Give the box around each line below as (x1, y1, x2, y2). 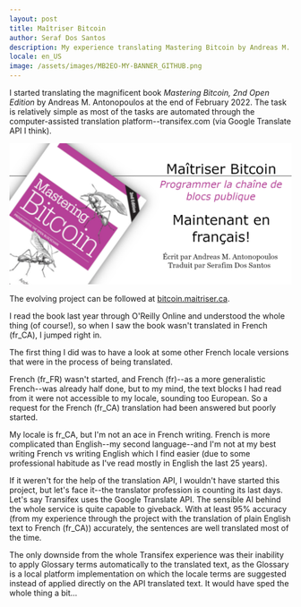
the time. (9, 533, 42, 543)
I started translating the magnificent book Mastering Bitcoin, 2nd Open (9, 88, 271, 98)
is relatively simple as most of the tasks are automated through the (9, 107, 255, 116)
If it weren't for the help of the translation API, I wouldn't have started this (9, 475, 280, 485)
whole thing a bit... (9, 587, 78, 598)
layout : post (9, 14, 58, 23)
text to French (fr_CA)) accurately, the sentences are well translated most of (9, 523, 289, 533)
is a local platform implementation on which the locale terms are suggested (9, 569, 287, 579)
